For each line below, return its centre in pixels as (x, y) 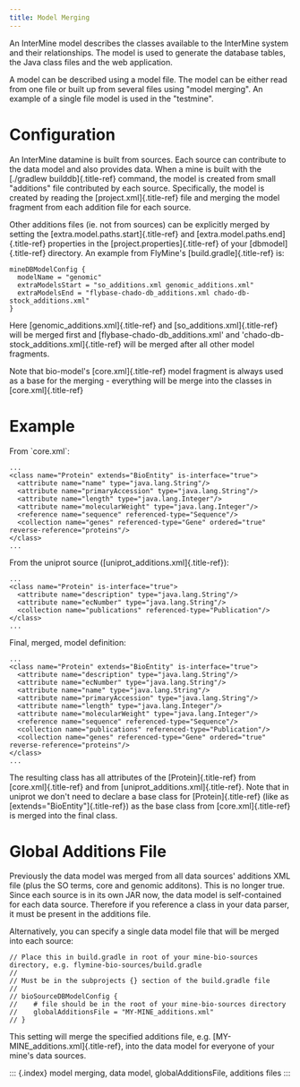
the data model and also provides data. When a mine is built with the (136, 169)
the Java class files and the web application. (91, 62)
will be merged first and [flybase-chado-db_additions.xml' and (124, 334)
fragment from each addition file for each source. (100, 207)
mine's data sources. (48, 1056)
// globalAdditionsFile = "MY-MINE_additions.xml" (112, 1013)
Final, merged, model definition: (68, 642)
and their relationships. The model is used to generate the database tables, (148, 52)
